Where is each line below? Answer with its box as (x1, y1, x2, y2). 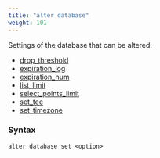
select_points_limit (19, 88, 80, 98)
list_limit (19, 80, 46, 90)
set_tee (19, 97, 44, 106)
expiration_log (19, 63, 66, 73)
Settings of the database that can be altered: (8, 40, 153, 49)
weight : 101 (8, 19, 47, 27)
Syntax (8, 124, 36, 135)
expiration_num (19, 72, 70, 81)
